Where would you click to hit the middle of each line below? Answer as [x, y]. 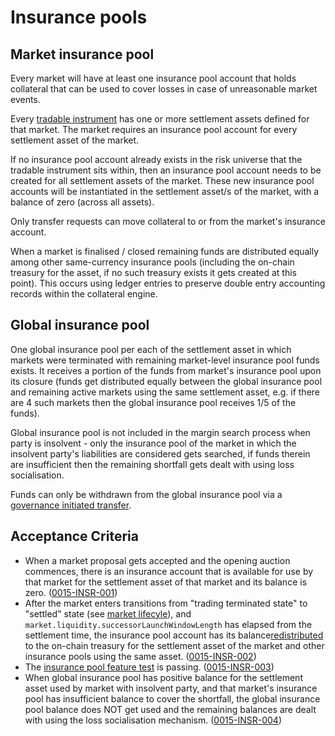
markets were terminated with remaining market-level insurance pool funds [165, 360]
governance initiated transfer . [71, 505]
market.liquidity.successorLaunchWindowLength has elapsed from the [168, 624]
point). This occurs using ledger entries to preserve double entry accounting [168, 283]
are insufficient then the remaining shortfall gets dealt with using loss [152, 464]
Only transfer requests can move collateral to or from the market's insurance [168, 221]
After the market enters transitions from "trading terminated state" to [166, 603]
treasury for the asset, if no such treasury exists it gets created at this [153, 272]
